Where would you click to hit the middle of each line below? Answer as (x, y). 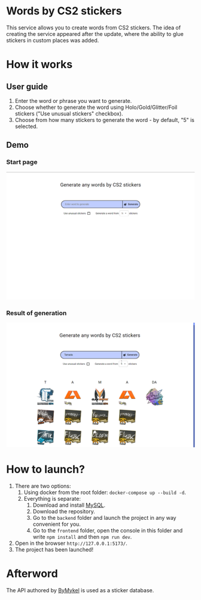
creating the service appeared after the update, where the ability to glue (95, 33)
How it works (39, 65)
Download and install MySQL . (69, 505)
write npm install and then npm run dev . (82, 537)
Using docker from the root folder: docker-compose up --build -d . (105, 492)
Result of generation (36, 313)
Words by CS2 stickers (64, 11)
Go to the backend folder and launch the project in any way (104, 517)
